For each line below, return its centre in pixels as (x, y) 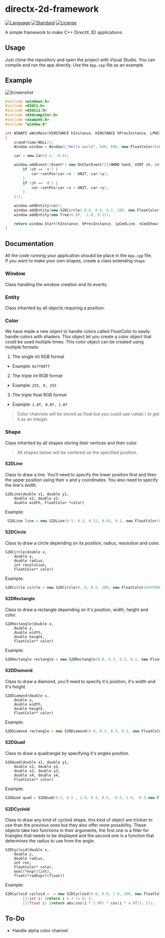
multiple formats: (22, 347)
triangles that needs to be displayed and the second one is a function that (80, 836)
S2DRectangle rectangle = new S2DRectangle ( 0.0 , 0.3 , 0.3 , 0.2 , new (77, 659)
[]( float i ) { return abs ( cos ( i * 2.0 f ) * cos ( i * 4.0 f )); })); (89, 903)
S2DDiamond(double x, (27, 696)
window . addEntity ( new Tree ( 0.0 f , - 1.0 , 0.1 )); (62, 215)
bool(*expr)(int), (33, 871)
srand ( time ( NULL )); (34, 142)
